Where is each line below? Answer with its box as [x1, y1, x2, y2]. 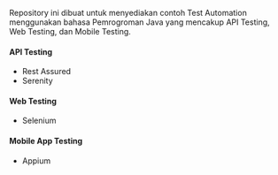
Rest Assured [21, 66, 72, 77]
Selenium [21, 115, 57, 126]
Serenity [21, 75, 53, 87]
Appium [21, 155, 51, 166]
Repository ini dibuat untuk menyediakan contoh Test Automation [9, 8, 248, 18]
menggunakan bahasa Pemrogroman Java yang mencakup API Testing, [9, 17, 270, 27]
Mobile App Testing [9, 136, 83, 146]
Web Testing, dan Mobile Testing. [9, 27, 131, 36]
